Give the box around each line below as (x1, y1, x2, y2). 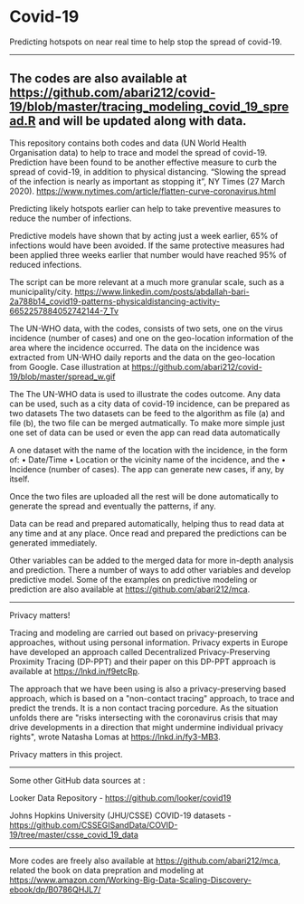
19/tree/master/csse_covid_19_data (9, 829, 138, 840)
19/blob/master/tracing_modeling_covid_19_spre (9, 100, 290, 115)
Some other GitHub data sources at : (9, 775, 146, 785)
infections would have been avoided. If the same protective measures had (9, 240, 285, 251)
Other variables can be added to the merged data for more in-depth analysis (9, 555, 294, 566)
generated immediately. (9, 537, 98, 548)
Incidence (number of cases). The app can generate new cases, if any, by (9, 463, 285, 474)
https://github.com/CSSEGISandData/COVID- (9, 819, 178, 830)
